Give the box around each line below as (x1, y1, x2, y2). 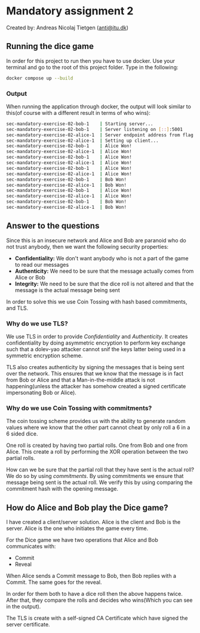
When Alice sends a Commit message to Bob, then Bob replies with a (6, 573, 177, 580)
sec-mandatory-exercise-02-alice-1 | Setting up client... (6, 138, 159, 144)
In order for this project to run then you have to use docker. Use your (6, 57, 175, 64)
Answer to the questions (6, 221, 100, 231)
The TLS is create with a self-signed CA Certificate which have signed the (6, 614, 188, 622)
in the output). (6, 603, 41, 610)
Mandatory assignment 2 (6, 4, 134, 18)
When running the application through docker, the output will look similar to (6, 103, 191, 110)
